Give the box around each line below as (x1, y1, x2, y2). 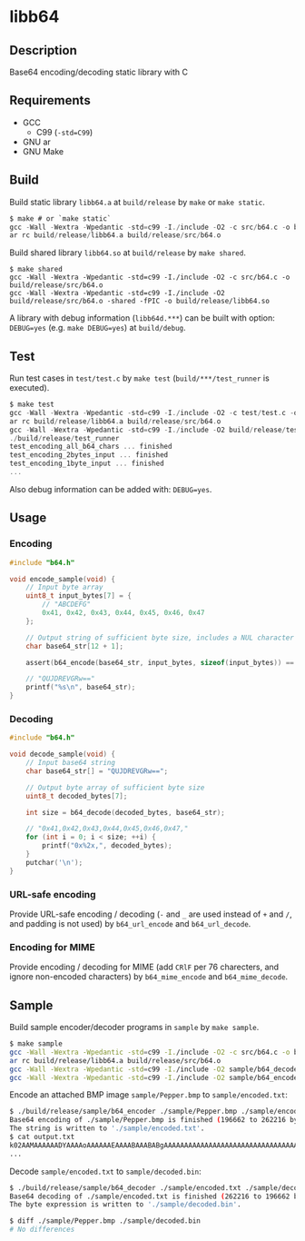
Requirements (9, 93, 91, 108)
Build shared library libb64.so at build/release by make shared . (9, 247, 247, 258)
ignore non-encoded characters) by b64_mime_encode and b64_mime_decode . (9, 971, 289, 982)
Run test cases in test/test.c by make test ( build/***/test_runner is (9, 372, 270, 383)
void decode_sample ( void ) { (9, 750, 116, 759)
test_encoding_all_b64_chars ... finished (9, 442, 172, 452)
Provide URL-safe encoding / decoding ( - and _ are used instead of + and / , (9, 908, 292, 919)
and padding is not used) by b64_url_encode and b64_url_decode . (9, 918, 251, 928)
